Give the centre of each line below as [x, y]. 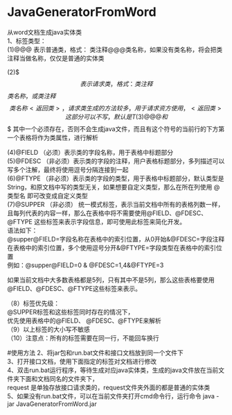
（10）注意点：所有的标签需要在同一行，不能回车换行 [83, 338]
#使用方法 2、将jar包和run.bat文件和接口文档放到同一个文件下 [95, 353]
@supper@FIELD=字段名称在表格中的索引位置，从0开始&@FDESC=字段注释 [116, 239]
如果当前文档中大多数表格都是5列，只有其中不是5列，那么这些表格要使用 [111, 280]
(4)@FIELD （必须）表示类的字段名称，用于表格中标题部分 [90, 152]
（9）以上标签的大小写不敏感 [48, 329]
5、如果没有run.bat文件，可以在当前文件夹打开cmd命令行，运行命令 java [111, 396]
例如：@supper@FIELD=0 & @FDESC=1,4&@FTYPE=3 [86, 265]
